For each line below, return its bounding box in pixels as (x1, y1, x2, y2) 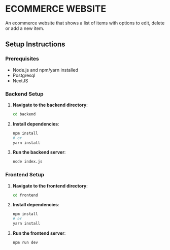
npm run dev (12, 240, 38, 245)
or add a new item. (5, 25, 45, 31)
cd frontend (12, 193, 38, 198)
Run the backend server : (12, 149, 66, 155)
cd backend (12, 111, 36, 117)
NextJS (12, 77, 28, 84)
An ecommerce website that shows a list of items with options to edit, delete (5, 20, 165, 26)
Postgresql (12, 72, 36, 78)
